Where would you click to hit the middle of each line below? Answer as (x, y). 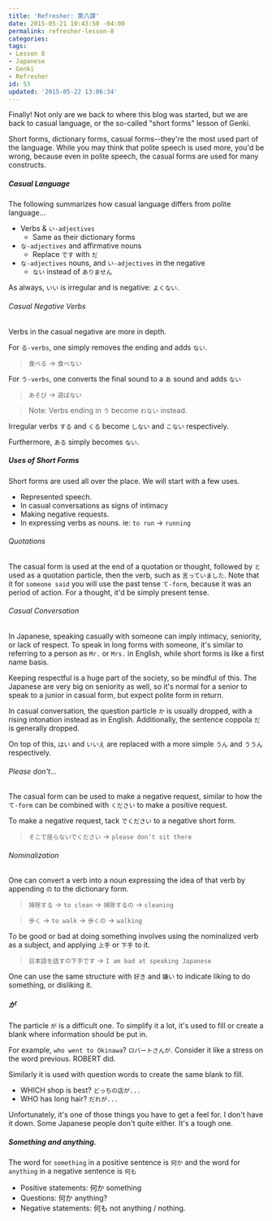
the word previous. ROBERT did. (62, 1059)
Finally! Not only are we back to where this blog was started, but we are (128, 115)
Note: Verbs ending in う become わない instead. (108, 410)
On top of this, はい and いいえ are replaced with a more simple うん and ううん (136, 744)
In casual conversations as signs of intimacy (94, 505)
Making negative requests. (65, 514)
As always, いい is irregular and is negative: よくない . (94, 288)
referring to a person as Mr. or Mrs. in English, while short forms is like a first (136, 653)
